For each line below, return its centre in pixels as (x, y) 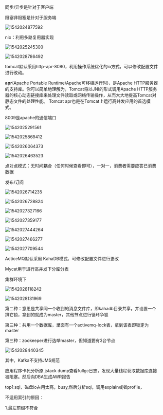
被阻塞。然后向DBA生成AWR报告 (38, 377)
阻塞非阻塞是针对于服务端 (31, 18)
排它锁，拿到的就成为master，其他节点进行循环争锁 (57, 315)
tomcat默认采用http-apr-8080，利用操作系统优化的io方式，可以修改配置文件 (81, 66)
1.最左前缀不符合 (21, 408)
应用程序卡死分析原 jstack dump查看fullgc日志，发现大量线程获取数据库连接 (81, 371)
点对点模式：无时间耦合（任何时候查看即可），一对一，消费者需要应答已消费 (81, 166)
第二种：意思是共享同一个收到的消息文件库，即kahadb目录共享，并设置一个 (81, 309)
